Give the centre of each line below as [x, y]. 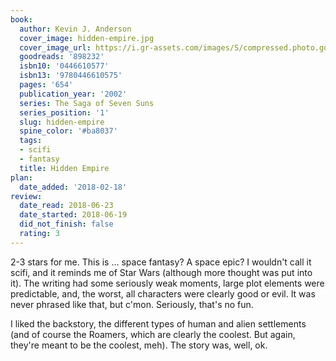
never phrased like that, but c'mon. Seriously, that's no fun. [132, 304]
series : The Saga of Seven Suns [87, 103]
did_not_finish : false [66, 224]
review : [26, 196]
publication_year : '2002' [73, 94]
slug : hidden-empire [62, 122]
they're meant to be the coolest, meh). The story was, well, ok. [139, 345]
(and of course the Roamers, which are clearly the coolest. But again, [153, 334]
